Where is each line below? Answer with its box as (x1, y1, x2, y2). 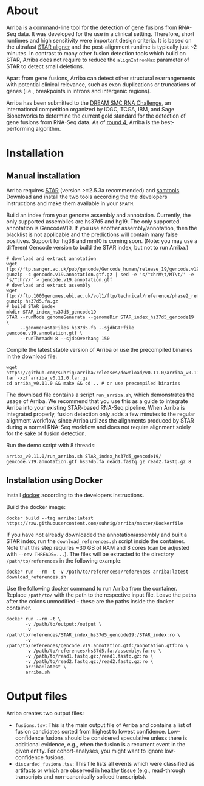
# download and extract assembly (6, 282, 91, 288)
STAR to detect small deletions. (6, 62, 84, 70)
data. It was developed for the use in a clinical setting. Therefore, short (17, 30, 195, 37)
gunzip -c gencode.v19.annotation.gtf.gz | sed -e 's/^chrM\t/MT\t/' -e (6, 272, 194, 278)
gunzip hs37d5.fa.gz (6, 298, 59, 304)
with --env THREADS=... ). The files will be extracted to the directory (6, 550, 174, 558)
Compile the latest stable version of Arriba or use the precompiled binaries (6, 346, 193, 353)
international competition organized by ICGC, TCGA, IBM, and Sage (6, 105, 175, 113)
